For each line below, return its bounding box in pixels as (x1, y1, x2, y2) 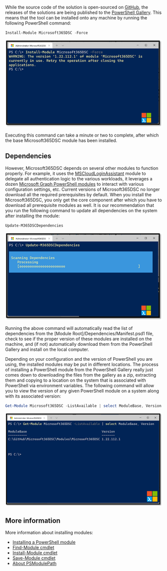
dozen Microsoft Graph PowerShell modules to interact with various (5, 181, 144, 187)
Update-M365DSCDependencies (5, 223, 64, 228)
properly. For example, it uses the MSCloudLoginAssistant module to (5, 170, 146, 176)
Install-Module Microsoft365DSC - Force (5, 30, 88, 35)
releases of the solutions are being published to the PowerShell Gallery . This (5, 9, 162, 15)
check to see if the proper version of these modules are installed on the (5, 336, 152, 342)
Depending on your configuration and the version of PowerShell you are (5, 356, 153, 362)
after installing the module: (5, 213, 60, 219)
